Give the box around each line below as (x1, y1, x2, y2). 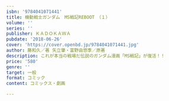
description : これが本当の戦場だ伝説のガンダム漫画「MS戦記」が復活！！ (6, 53, 165, 59)
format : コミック (6, 75, 46, 81)
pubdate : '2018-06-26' (6, 36, 62, 42)
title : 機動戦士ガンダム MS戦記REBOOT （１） (6, 14, 110, 20)
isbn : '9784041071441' (6, 8, 62, 15)
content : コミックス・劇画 (6, 81, 66, 87)
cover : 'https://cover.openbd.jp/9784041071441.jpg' (6, 42, 139, 48)
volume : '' (6, 20, 33, 26)
